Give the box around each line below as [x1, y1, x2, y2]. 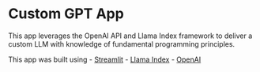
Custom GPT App [8, 5, 124, 23]
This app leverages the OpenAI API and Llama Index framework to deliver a [8, 31, 253, 40]
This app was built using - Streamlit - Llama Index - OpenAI [8, 55, 202, 64]
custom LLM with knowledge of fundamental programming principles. [8, 39, 236, 48]
